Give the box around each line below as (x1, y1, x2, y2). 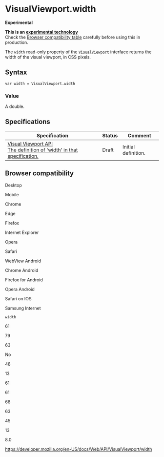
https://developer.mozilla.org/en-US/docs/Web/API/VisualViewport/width (5, 446, 152, 452)
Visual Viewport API (7, 140, 53, 147)
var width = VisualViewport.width (5, 81, 76, 86)
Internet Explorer (5, 229, 39, 235)
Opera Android (5, 286, 35, 292)
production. (5, 39, 28, 45)
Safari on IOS (5, 295, 32, 301)
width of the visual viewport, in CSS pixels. (5, 54, 91, 60)
